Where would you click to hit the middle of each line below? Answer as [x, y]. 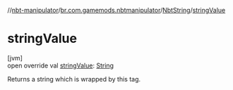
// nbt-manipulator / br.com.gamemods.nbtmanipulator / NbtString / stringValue [116, 10]
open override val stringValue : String [61, 65]
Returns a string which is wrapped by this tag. [74, 79]
